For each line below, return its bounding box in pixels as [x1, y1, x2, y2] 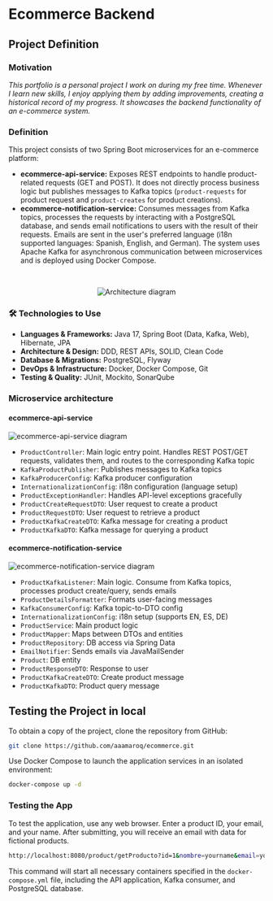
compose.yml [8, 876, 49, 885]
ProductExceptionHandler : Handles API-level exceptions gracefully [19, 490, 242, 500]
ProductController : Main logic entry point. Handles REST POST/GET [19, 446, 249, 456]
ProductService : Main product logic [19, 620, 139, 630]
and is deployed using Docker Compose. [19, 255, 157, 265]
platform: [8, 154, 39, 163]
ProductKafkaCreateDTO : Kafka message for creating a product [19, 516, 228, 525]
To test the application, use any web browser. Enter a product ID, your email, [8, 818, 264, 828]
